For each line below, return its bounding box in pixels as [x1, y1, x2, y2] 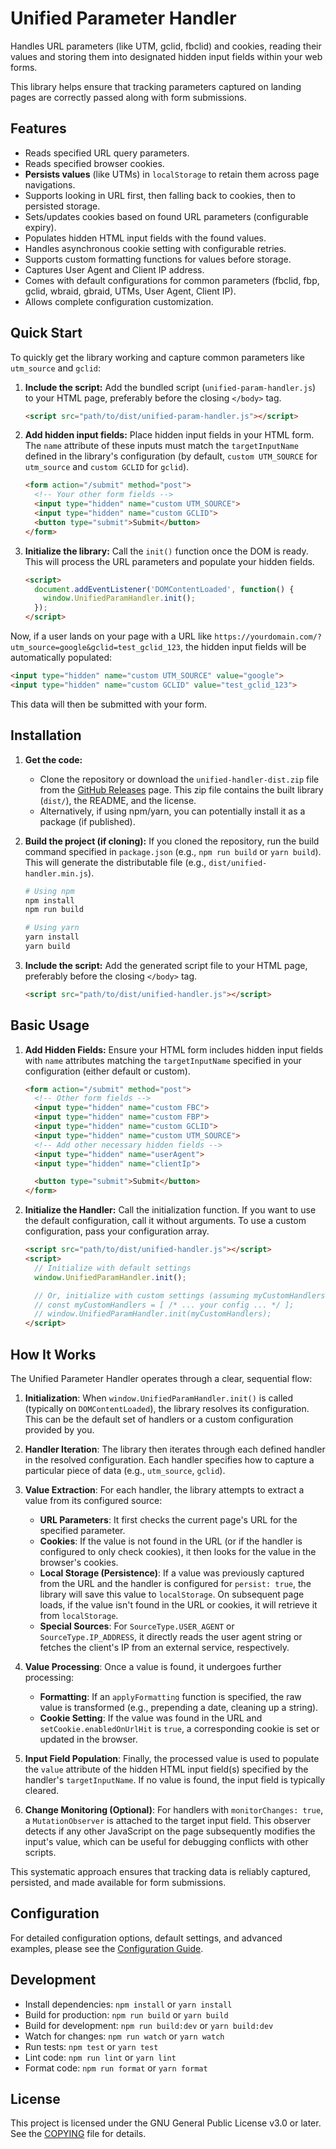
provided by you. [24, 1424, 95, 1436]
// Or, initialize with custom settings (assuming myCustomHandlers [34, 1290, 326, 1301]
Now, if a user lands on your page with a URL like [10, 630, 213, 642]
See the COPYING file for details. [10, 2128, 147, 2140]
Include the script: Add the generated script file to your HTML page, [24, 959, 308, 971]
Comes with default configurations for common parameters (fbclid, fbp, [24, 274, 320, 286]
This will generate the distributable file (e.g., [24, 856, 207, 868]
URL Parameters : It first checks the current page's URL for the [39, 1514, 298, 1526]
